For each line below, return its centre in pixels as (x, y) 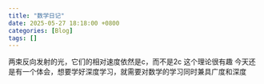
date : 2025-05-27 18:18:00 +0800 (64, 23)
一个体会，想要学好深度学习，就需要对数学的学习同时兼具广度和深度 (134, 72)
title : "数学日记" (37, 16)
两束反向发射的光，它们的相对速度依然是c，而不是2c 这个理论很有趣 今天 (129, 62)
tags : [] (23, 38)
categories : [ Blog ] (41, 30)
